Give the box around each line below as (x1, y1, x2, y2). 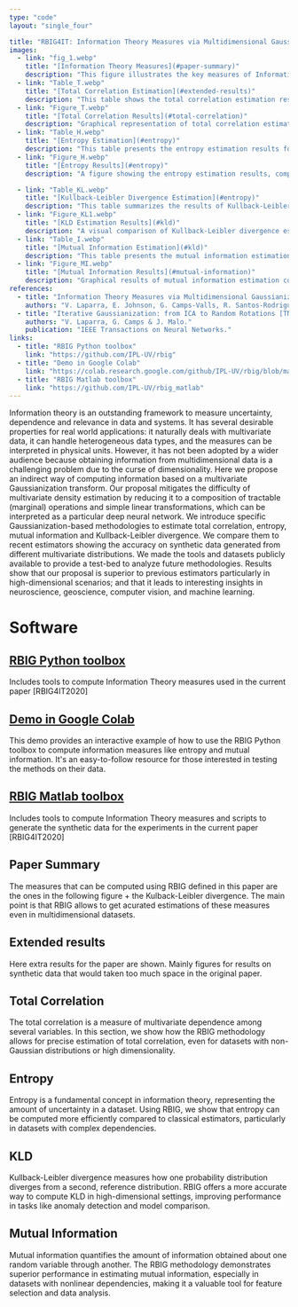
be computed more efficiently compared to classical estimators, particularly (9, 1114, 286, 1124)
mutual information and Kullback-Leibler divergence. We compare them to (9, 530, 279, 541)
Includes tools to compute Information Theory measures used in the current (9, 676, 286, 688)
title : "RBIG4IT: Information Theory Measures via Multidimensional (9, 37, 268, 46)
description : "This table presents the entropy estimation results (25, 145, 279, 154)
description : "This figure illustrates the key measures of (25, 70, 252, 80)
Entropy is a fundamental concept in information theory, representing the (9, 1095, 276, 1106)
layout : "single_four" (9, 21, 93, 30)
